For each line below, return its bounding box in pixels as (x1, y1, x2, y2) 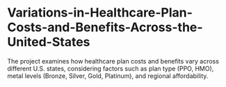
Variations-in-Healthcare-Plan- (7, 5, 193, 21)
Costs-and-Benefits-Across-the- (7, 19, 203, 35)
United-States (7, 35, 90, 50)
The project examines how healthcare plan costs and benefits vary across (7, 57, 219, 65)
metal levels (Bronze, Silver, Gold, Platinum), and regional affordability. (7, 71, 209, 80)
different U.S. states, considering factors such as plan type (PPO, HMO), (7, 64, 214, 72)
